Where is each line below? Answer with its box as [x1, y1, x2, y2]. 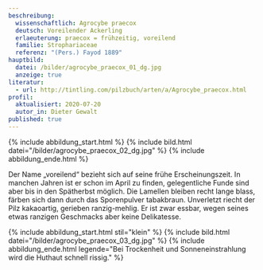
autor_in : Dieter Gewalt [15, 108, 98, 116]
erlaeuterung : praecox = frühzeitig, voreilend [15, 33, 176, 42]
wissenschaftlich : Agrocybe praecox [15, 19, 137, 27]
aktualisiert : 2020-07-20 [15, 100, 102, 108]
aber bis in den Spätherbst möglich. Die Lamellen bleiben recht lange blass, [8, 186, 256, 196]
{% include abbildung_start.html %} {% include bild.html [8, 137, 192, 147]
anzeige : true [15, 71, 62, 79]
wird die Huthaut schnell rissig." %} [8, 252, 125, 262]
